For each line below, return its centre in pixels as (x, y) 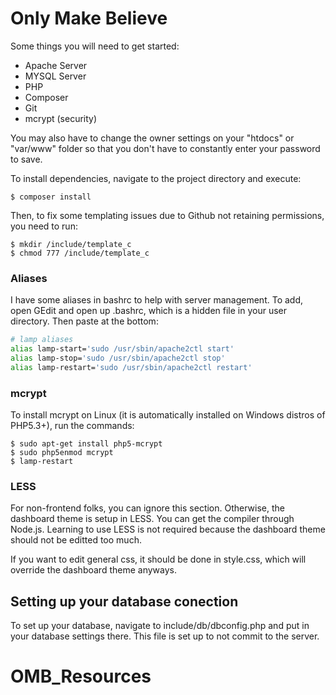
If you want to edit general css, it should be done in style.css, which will (158, 559)
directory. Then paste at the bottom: (84, 321)
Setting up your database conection (124, 601)
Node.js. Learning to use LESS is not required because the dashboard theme (168, 529)
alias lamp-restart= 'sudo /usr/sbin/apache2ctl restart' (131, 367)
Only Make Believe (89, 18)
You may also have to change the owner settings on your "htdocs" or (152, 138)
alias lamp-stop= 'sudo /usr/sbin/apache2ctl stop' (118, 358)
